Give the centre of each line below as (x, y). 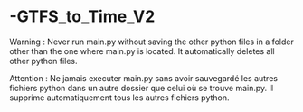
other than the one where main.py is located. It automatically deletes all (142, 51)
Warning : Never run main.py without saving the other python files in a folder (151, 42)
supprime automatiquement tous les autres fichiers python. (119, 98)
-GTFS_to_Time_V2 (82, 17)
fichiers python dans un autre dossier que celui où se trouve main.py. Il (142, 88)
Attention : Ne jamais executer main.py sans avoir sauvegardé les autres (144, 78)
